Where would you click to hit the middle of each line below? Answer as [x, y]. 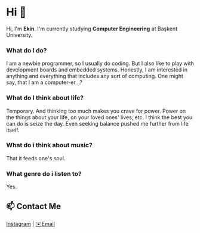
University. [19, 35]
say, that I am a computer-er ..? [44, 82]
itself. [13, 130]
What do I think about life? [45, 98]
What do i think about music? [49, 145]
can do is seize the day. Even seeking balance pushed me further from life [98, 123]
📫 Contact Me [34, 206]
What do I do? [27, 50]
